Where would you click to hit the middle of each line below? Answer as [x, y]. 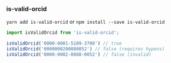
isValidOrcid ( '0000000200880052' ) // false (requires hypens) [85, 49]
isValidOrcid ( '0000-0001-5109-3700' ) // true [64, 43]
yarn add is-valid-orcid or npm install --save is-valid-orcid [85, 22]
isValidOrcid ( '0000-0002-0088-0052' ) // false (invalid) [79, 54]
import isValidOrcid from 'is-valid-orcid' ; [63, 33]
